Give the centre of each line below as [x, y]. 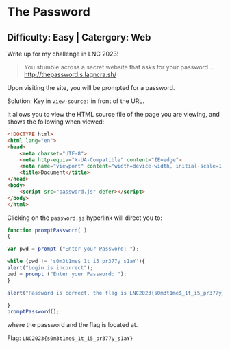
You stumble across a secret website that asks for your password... [118, 67]
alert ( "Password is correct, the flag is [67, 293]
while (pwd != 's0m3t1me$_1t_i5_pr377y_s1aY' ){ [76, 262]
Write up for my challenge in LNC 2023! [63, 54]
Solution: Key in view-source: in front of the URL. [76, 101]
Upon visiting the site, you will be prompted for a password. [91, 88]
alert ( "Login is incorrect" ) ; [50, 268]
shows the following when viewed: [56, 122]
